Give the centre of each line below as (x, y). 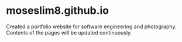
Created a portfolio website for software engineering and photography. (91, 26)
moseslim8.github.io (58, 11)
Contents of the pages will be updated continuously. (69, 32)
